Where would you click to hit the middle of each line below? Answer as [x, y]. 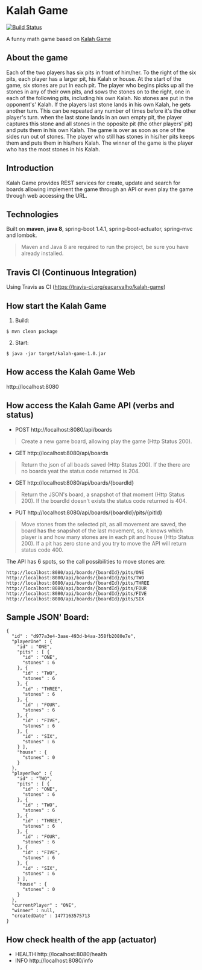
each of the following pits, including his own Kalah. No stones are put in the [100, 98]
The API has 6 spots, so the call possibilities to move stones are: [86, 561]
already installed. [42, 253]
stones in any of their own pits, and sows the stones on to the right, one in [98, 92]
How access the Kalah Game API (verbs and [90, 405]
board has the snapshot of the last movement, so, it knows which [102, 531]
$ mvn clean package [32, 332]
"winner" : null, [33, 911]
